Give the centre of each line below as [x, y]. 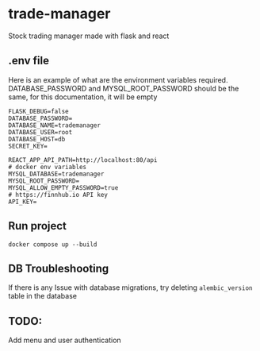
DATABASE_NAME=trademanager [55, 125]
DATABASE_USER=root [40, 132]
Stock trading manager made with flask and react [89, 36]
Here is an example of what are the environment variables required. [118, 79]
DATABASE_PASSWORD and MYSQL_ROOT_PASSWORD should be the [124, 88]
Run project [38, 226]
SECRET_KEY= [28, 146]
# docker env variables [48, 167]
